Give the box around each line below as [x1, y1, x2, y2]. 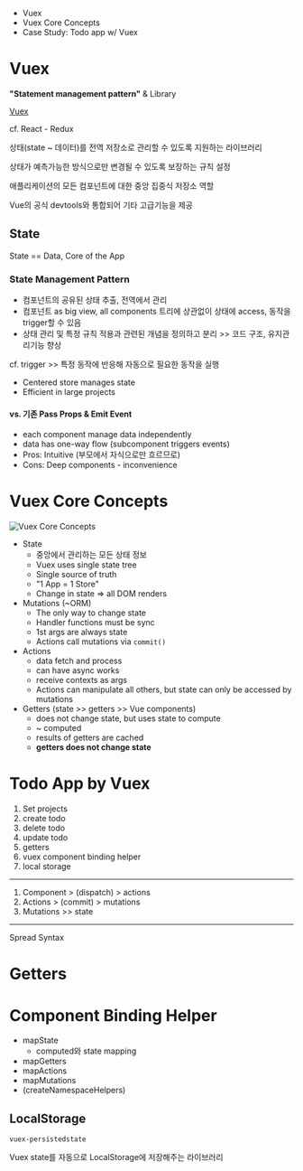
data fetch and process [35, 655, 123, 667]
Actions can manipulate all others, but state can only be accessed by [35, 684, 292, 695]
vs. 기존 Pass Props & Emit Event [9, 408, 133, 419]
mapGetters [22, 1056, 67, 1067]
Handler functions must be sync [35, 617, 155, 628]
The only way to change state [35, 607, 147, 618]
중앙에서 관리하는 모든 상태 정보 [35, 549, 147, 560]
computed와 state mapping [35, 1045, 137, 1056]
